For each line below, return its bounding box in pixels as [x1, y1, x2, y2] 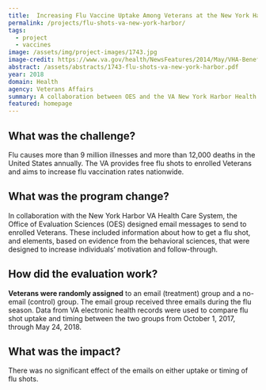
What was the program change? [8, 190, 169, 203]
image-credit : [8, 56, 55, 64]
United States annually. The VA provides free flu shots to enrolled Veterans [8, 158, 252, 168]
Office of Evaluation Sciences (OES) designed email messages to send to [8, 219, 247, 229]
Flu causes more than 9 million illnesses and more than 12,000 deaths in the [8, 150, 256, 159]
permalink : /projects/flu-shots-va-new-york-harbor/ [8, 19, 186, 27]
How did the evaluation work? [8, 267, 158, 281]
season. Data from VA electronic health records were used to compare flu [8, 305, 249, 315]
